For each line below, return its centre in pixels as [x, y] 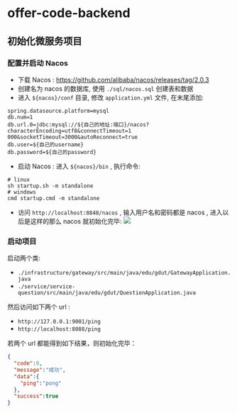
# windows [22, 192]
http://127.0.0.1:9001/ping [59, 322]
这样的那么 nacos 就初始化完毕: [76, 221]
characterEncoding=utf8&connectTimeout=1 [70, 131]
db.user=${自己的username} [45, 144]
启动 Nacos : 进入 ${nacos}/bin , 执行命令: [79, 166]
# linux [19, 180]
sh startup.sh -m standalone [50, 186]
